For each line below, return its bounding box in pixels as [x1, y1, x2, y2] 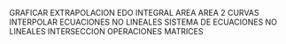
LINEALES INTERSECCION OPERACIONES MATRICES [9, 26, 204, 36]
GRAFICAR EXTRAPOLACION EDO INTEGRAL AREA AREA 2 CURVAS [9, 8, 259, 18]
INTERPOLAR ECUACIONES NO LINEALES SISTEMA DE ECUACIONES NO [9, 17, 277, 27]
